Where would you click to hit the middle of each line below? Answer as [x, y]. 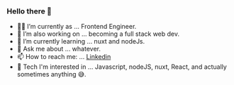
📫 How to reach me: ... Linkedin [64, 57]
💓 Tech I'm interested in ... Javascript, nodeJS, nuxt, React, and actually [122, 67]
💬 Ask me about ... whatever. [58, 49]
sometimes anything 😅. [51, 74]
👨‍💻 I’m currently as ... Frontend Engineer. [77, 27]
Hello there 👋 [29, 11]
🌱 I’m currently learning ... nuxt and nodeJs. [81, 41]
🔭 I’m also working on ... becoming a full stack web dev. [98, 34]
